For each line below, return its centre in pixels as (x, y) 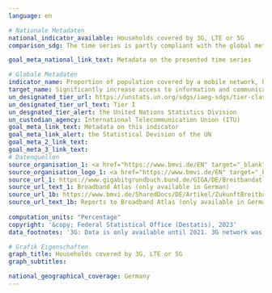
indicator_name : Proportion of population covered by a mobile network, (134, 82)
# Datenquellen (34, 157)
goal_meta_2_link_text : (49, 142)
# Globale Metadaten (43, 75)
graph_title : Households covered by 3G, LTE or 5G (96, 254)
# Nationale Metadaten (47, 30)
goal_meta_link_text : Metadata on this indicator (94, 127)
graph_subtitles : (38, 262)
